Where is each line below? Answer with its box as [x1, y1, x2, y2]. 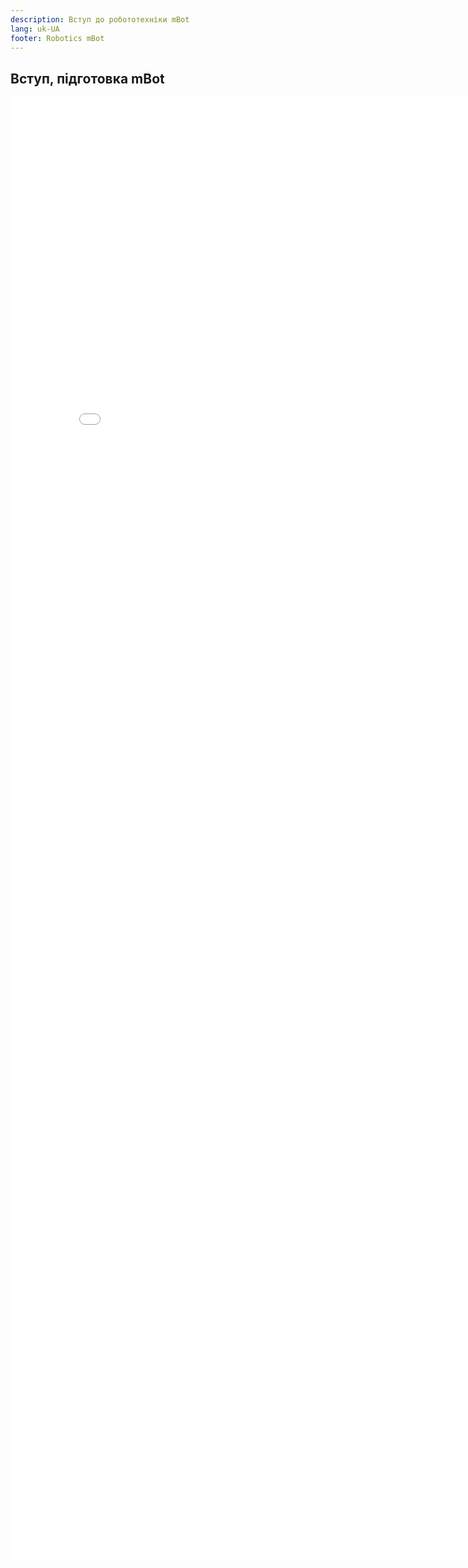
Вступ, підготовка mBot [10, 70, 165, 87]
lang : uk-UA [10, 24, 60, 34]
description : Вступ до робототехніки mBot [10, 14, 190, 25]
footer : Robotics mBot [10, 33, 105, 43]
